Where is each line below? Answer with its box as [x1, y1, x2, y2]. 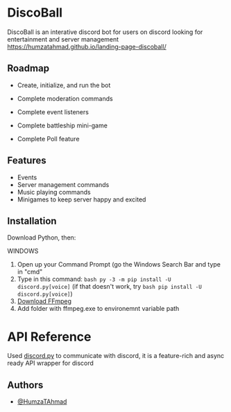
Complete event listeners [17, 107, 89, 116]
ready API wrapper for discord [7, 359, 94, 368]
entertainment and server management [7, 35, 119, 43]
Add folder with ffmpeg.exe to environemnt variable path [17, 305, 180, 313]
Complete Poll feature [17, 134, 80, 143]
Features [7, 154, 46, 167]
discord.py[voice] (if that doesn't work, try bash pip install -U [17, 283, 203, 291]
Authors [7, 379, 44, 391]
